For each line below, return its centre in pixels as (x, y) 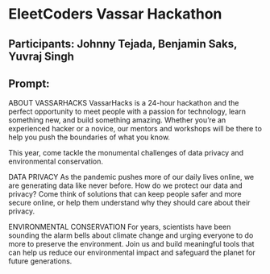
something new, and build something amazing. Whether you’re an (117, 120)
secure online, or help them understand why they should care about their (129, 203)
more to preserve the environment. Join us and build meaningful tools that (131, 244)
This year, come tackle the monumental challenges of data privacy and (126, 153)
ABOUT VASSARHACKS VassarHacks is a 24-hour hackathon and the (124, 103)
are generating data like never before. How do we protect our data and (126, 185)
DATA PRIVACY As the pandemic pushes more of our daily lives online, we (131, 177)
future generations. (40, 261)
